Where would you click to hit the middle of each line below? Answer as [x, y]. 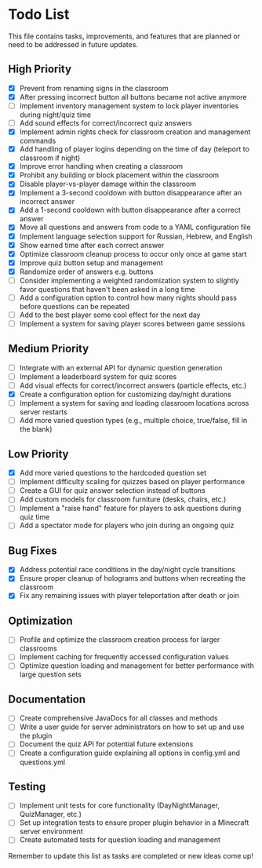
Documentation [47, 699]
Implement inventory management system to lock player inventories [129, 106]
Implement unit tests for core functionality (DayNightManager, [119, 805]
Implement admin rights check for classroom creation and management [135, 132]
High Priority [40, 69]
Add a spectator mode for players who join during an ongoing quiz [127, 525]
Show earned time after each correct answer [92, 245]
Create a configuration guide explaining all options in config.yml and [130, 753]
